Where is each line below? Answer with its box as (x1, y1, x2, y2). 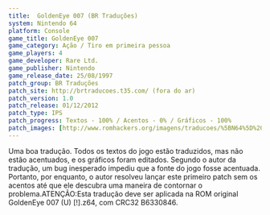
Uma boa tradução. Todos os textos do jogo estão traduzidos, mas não (8, 146, 243, 155)
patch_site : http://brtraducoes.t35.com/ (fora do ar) (8, 86, 196, 95)
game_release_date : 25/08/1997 (8, 72, 113, 80)
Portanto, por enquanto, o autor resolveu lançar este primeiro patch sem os (8, 172, 258, 181)
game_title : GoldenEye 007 (8, 34, 99, 43)
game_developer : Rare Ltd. (8, 57, 99, 65)
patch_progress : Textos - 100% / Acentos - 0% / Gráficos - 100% (8, 117, 231, 125)
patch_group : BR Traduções (8, 79, 99, 87)
